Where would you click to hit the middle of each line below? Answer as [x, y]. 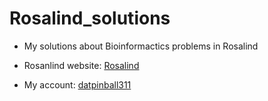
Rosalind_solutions [90, 18]
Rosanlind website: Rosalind [81, 65]
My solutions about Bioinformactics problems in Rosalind [141, 46]
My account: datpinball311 [77, 84]
